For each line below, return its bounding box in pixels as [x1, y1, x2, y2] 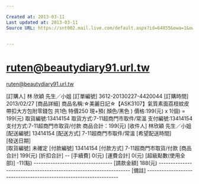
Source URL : [6, 25, 36, 31]
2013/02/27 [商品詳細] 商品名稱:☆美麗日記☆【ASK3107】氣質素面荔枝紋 [6, 100, 184, 107]
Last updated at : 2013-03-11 [6, 19, 78, 26]
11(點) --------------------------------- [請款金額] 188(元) [18, 160, 158, 167]
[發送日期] [6, 137, 31, 144]
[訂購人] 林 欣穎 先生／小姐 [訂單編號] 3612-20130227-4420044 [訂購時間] [6, 93, 189, 100]
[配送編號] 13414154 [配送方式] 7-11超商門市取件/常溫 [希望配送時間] [6, 130, 172, 137]
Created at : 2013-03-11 [6, 14, 65, 20]
